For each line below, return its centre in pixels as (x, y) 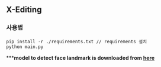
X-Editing (24, 10)
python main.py (25, 47)
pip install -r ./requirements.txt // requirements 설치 (76, 42)
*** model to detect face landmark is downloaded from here (80, 58)
